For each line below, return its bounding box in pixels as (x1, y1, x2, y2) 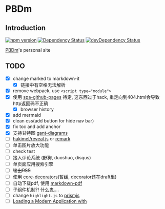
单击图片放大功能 (12, 142, 49, 149)
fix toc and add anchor (12, 123, 61, 130)
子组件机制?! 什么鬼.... (12, 186, 59, 193)
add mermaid (12, 112, 41, 118)
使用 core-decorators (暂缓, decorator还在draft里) (12, 174, 117, 180)
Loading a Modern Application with (12, 198, 87, 204)
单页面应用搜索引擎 (12, 161, 54, 167)
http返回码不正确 (12, 100, 49, 107)
